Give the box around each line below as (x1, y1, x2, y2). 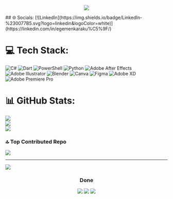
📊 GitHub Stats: (5, 95, 76, 107)
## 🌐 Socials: (5, 14, 34, 21)
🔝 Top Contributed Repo (5, 138, 67, 145)
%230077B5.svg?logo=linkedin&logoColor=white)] (5, 21, 113, 26)
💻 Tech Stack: (5, 45, 69, 56)
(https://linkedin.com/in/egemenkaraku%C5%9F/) (5, 26, 112, 32)
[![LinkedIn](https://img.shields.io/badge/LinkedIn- (35, 14, 143, 21)
